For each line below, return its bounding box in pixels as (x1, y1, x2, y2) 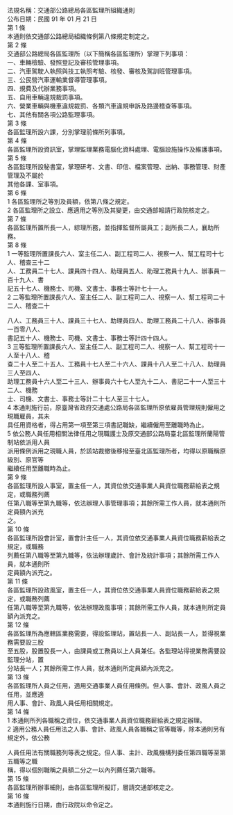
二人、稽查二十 (7, 302, 50, 309)
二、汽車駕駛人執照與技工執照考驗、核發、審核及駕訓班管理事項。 (7, 67, 196, 75)
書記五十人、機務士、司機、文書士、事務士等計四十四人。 (7, 334, 171, 342)
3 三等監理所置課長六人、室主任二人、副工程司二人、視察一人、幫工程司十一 (7, 343, 225, 350)
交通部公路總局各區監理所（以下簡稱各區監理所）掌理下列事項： (7, 49, 189, 58)
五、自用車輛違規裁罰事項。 (7, 93, 87, 101)
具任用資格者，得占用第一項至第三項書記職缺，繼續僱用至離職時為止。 (7, 421, 208, 429)
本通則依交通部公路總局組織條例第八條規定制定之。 (7, 32, 153, 40)
